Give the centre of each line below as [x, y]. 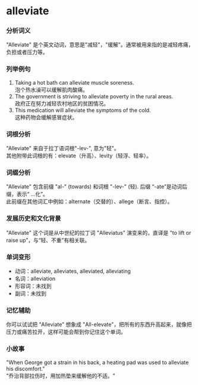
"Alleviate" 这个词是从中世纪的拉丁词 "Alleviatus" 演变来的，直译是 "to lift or [99, 232]
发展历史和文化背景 [34, 219]
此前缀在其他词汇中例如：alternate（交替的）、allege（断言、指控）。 [89, 201]
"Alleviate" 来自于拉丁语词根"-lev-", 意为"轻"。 [63, 148]
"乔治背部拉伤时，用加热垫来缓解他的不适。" [61, 375]
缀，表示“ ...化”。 [27, 194]
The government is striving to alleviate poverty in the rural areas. [94, 96]
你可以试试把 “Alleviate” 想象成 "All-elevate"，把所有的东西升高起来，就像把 [99, 325]
